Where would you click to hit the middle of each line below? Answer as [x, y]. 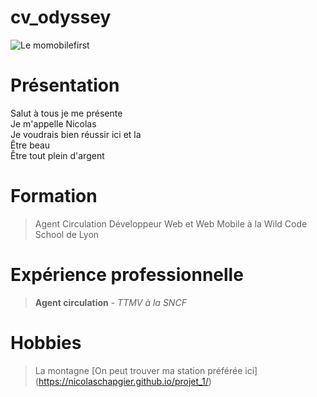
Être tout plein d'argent [57, 155]
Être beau [30, 145]
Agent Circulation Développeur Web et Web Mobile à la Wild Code [171, 223]
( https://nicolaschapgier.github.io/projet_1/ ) [123, 381]
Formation [54, 196]
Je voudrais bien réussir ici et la [76, 134]
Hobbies [46, 342]
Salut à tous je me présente [66, 113]
